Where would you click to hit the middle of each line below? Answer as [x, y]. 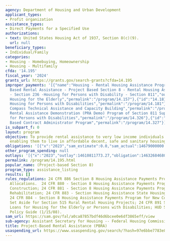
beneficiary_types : [26, 47]
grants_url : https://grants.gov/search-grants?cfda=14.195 [69, 80]
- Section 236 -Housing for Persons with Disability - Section [78, 94]
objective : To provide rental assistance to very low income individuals [85, 137]
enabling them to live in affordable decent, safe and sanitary [79, 141]
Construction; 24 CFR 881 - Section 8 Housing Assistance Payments [82, 188]
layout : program [22, 132]
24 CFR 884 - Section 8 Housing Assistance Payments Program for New [84, 198]
